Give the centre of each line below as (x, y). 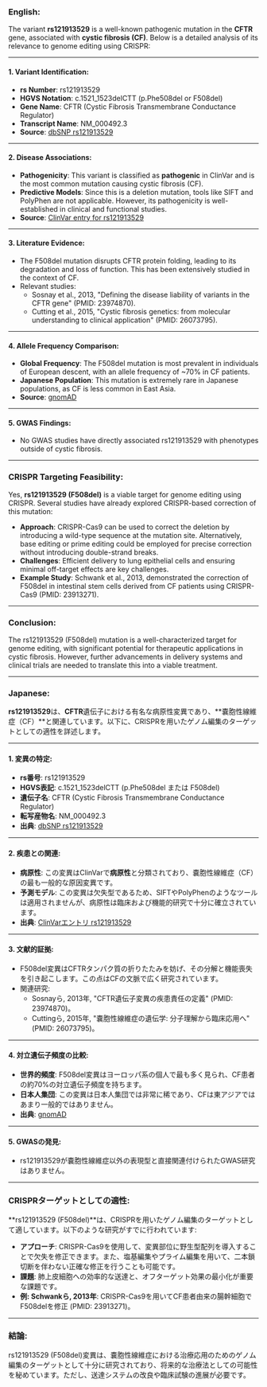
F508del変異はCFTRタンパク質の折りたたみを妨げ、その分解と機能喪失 (136, 968)
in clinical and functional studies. (113, 208)
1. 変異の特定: (31, 758)
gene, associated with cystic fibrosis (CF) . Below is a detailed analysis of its (133, 37)
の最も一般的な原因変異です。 (68, 882)
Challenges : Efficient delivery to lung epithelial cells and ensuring (128, 560)
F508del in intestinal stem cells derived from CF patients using (122, 586)
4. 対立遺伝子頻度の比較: (48, 1055)
